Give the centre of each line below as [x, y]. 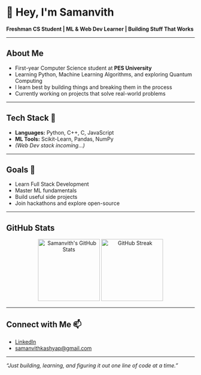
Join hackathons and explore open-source [67, 203]
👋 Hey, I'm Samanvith [60, 12]
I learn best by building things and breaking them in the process [93, 87]
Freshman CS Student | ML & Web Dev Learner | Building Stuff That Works [100, 29]
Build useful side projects [46, 197]
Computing [29, 81]
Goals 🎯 [21, 170]
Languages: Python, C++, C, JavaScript [64, 132]
